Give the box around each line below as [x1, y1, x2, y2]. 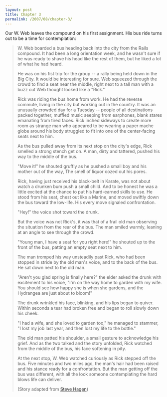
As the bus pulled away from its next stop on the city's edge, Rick [17, 143, 153, 149]
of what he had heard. [17, 61, 63, 67]
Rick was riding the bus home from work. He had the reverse [17, 96, 143, 102]
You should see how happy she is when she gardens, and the [17, 285, 144, 291]
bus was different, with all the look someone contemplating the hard [17, 371, 157, 377]
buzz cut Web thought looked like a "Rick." [17, 87, 105, 93]
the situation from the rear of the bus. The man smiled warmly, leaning [17, 224, 162, 230]
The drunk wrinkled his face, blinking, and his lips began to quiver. [17, 300, 154, 306]
